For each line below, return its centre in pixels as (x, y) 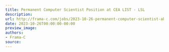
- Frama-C (16, 38)
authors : (14, 33)
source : (13, 42)
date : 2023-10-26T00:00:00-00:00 (40, 24)
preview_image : (21, 28)
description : (19, 14)
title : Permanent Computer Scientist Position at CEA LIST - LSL (75, 10)
